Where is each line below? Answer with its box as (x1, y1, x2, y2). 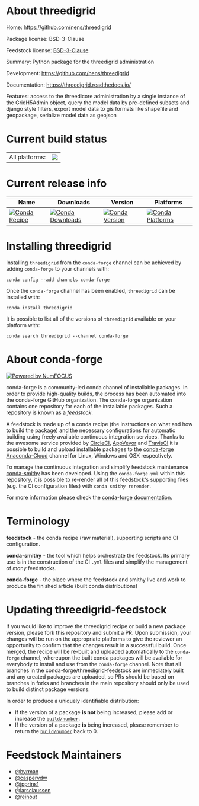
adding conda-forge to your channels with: (6, 265, 110, 272)
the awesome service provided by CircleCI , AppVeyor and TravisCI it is (6, 439, 179, 446)
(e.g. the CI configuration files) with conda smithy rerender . (6, 482, 151, 490)
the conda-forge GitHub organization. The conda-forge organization (6, 396, 173, 404)
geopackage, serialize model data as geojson (6, 111, 117, 119)
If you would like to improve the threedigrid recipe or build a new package (6, 622, 187, 629)
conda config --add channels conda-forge (6, 277, 110, 283)
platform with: (6, 321, 40, 328)
